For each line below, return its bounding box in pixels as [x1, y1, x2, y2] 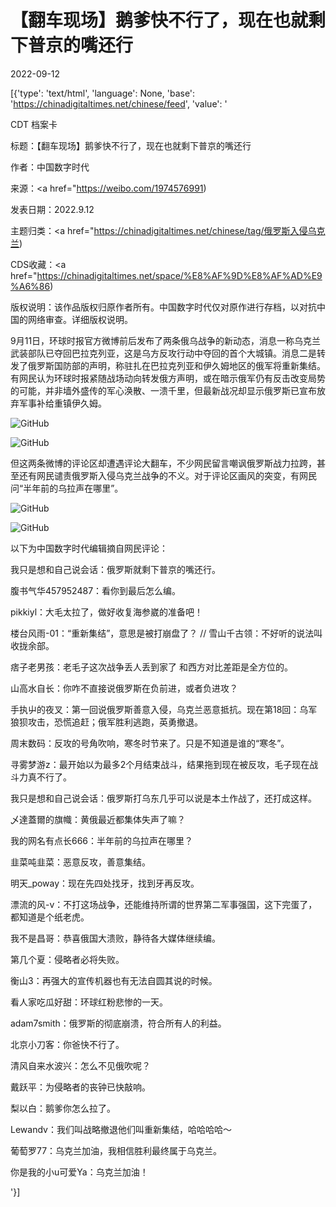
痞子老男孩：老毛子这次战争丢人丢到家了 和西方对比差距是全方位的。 [10, 661, 293, 673]
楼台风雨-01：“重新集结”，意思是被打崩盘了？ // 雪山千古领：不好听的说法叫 [10, 627, 323, 639]
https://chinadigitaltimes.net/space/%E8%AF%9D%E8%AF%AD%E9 [36, 269, 323, 281]
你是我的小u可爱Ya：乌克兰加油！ [10, 1166, 149, 1178]
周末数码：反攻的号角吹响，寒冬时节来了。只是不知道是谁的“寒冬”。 [10, 737, 290, 749]
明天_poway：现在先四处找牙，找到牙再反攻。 [10, 877, 200, 889]
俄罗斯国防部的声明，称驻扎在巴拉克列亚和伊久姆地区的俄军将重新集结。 [27, 359, 326, 371]
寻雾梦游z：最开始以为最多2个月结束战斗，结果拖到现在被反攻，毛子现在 [10, 758, 310, 770]
